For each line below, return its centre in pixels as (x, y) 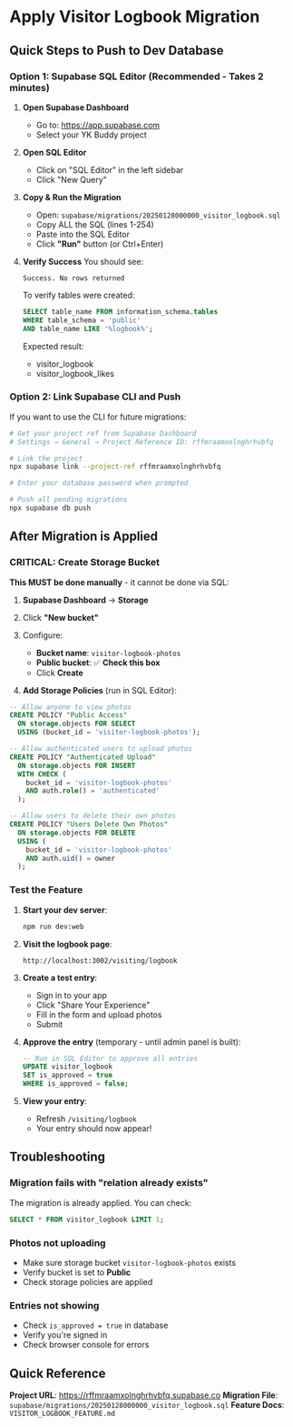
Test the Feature (46, 890)
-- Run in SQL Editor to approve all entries (110, 1058)
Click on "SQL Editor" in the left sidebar (110, 169)
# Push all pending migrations (68, 500)
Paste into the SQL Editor (83, 234)
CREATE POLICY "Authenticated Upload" (83, 757)
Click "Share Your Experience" (93, 1005)
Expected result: (53, 346)
